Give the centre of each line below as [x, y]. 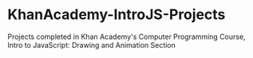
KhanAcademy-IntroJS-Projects [117, 15]
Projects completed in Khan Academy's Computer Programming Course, [126, 37]
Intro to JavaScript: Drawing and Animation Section [92, 44]
